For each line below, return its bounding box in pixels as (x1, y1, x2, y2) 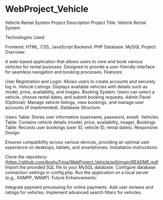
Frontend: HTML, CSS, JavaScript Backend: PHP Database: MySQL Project (5, 44, 156, 50)
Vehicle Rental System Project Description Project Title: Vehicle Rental (5, 20, 146, 25)
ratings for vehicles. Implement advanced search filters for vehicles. (5, 189, 142, 195)
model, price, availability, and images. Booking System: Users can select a (5, 89, 155, 95)
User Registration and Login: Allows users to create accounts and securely (5, 78, 156, 84)
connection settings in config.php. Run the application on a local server (5, 169, 149, 175)
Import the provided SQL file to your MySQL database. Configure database (5, 164, 156, 170)
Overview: (5, 49, 26, 55)
